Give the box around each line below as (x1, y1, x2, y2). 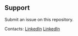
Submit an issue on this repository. (4, 16, 74, 22)
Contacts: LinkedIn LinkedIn (4, 26, 60, 32)
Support (4, 4, 30, 12)
